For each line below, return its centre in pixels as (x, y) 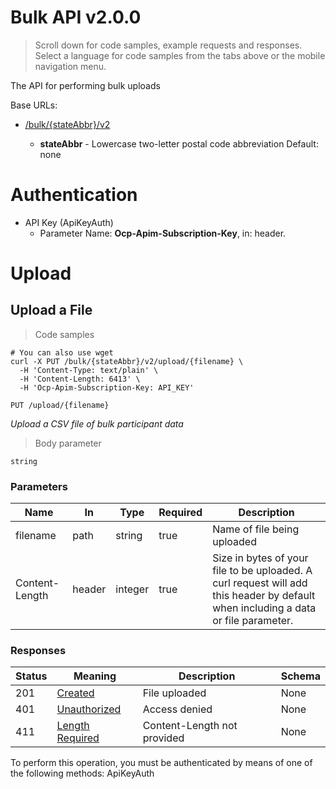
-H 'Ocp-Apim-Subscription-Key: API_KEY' (107, 387)
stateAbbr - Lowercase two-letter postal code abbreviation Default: (179, 143)
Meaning (95, 676)
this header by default (264, 596)
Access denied (177, 709)
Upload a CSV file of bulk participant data (97, 423)
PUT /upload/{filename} (60, 405)
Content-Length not (190, 726)
